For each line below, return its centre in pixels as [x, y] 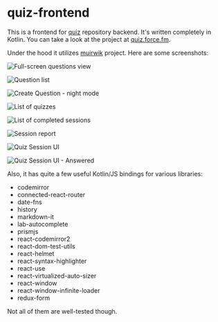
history [27, 209]
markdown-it [35, 217]
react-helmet [36, 253]
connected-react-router [51, 194]
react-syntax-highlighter [52, 261]
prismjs [28, 231]
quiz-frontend [48, 13]
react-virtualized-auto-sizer [57, 276]
